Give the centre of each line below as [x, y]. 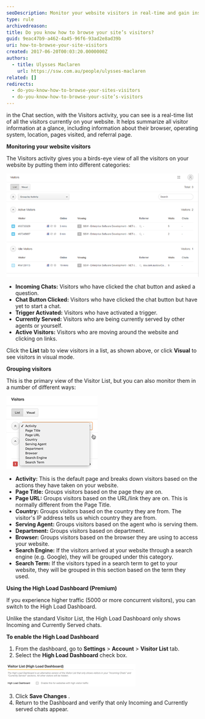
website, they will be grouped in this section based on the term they [100, 570]
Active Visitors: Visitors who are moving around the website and [97, 332]
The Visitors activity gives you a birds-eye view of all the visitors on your [98, 158]
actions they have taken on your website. [67, 485]
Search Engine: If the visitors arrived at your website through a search [104, 551]
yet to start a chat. [38, 306]
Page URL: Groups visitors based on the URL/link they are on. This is [101, 499]
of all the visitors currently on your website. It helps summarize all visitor [97, 122]
